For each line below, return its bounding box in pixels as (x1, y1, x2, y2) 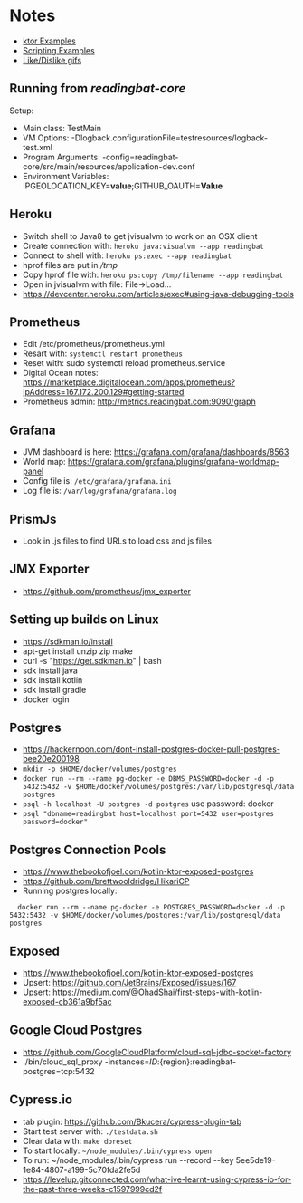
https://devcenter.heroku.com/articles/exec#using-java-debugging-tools (22, 288, 294, 299)
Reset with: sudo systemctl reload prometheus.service (22, 358, 226, 369)
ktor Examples (22, 35, 77, 46)
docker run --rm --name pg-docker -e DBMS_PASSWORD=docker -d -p (22, 775, 274, 784)
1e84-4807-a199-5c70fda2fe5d (22, 1164, 141, 1175)
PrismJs (9, 511, 57, 526)
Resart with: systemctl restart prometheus (22, 348, 184, 359)
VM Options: (22, 132, 70, 143)
